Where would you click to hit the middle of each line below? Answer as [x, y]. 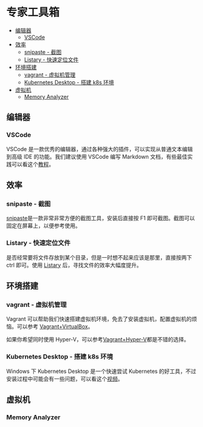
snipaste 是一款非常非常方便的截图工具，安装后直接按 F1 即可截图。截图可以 [101, 218]
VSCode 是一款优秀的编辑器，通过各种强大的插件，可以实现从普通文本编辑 [99, 149]
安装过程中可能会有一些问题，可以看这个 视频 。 [65, 378]
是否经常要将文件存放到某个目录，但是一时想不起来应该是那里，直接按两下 [99, 257]
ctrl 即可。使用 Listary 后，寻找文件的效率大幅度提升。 [74, 265]
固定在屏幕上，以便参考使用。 [43, 226]
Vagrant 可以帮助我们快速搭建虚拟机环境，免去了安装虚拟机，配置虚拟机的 [99, 319]
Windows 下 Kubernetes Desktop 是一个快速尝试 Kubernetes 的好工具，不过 [101, 371]
